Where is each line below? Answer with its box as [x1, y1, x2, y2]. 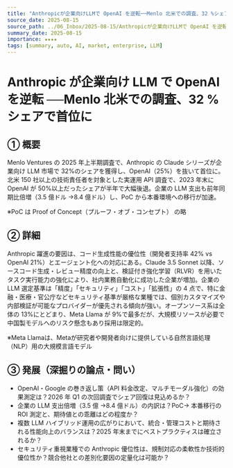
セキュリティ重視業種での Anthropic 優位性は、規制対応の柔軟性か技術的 [17, 444, 225, 453]
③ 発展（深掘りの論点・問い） [7, 364, 141, 376]
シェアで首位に [7, 109, 93, 125]
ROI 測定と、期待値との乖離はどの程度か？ [17, 410, 139, 418]
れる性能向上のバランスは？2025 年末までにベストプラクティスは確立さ [17, 427, 223, 435]
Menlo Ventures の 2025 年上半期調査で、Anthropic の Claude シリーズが [7, 159, 216, 166]
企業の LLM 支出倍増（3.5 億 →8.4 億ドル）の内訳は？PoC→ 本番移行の [17, 401, 222, 409]
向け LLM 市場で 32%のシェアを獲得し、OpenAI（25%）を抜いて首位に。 [12, 167, 225, 175]
